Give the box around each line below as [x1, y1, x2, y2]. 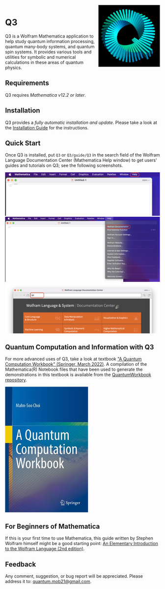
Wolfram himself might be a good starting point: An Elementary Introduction [5, 541, 158, 547]
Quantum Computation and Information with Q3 [5, 343, 154, 352]
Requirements [5, 79, 49, 87]
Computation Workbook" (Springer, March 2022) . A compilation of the [5, 361, 147, 367]
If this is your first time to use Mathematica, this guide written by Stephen [5, 535, 153, 541]
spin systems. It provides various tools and [5, 49, 92, 55]
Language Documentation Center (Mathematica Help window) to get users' [5, 157, 157, 163]
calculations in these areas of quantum [5, 59, 83, 65]
